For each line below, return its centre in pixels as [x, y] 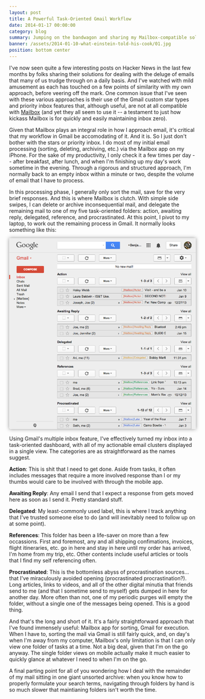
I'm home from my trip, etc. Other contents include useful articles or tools [99, 554]
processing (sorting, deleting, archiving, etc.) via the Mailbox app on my [97, 149]
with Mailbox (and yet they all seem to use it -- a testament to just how [95, 112]
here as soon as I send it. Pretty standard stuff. [66, 500]
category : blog [28, 32]
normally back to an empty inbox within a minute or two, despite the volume [102, 174]
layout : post [25, 12]
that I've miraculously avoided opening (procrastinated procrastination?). [98, 578]
